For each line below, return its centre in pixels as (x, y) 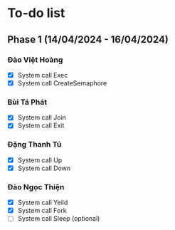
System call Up (40, 160)
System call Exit (41, 125)
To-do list (36, 13)
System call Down (44, 168)
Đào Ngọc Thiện (36, 187)
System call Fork (42, 211)
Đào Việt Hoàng (35, 60)
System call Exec (43, 75)
